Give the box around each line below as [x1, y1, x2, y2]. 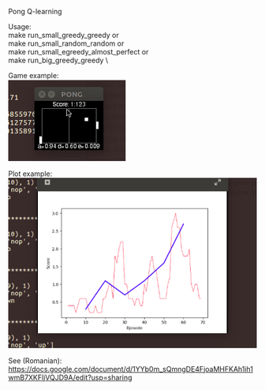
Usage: [8, 22, 32, 31]
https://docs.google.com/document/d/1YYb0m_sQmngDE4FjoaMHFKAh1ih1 [8, 364, 254, 373]
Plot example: [8, 169, 53, 178]
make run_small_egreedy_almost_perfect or [8, 47, 149, 56]
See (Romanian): [8, 355, 62, 366]
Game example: [8, 71, 59, 80]
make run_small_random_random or [8, 39, 125, 48]
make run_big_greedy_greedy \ [8, 55, 109, 65]
